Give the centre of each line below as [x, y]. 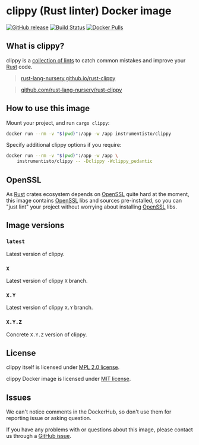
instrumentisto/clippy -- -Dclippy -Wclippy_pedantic [85, 162]
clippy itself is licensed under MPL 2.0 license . [63, 367]
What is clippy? [35, 46]
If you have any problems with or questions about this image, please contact [99, 430]
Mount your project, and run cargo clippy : [58, 122]
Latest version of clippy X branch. [47, 280]
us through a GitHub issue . [39, 436]
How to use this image [48, 108]
